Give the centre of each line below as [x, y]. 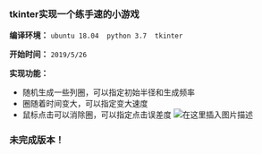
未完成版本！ [37, 141]
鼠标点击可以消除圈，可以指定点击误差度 [97, 115]
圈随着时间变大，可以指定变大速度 [85, 104]
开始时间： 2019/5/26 [48, 55]
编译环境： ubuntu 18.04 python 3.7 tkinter [96, 35]
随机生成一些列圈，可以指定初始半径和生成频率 [108, 92]
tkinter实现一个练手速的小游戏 [75, 13]
